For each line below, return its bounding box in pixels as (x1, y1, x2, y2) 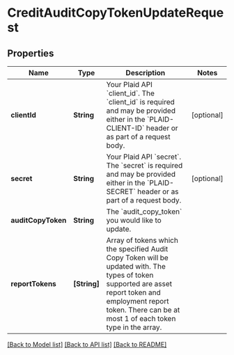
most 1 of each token (106, 314, 176, 323)
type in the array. (106, 322, 162, 332)
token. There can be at (106, 305, 180, 315)
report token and (106, 287, 162, 297)
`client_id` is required (106, 97, 175, 106)
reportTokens (10, 279, 57, 288)
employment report (106, 297, 169, 306)
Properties (7, 47, 54, 59)
